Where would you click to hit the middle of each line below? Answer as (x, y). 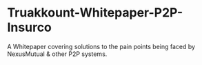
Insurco (29, 27)
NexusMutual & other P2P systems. (57, 54)
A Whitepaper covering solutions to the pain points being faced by (101, 46)
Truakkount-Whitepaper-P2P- (95, 13)
